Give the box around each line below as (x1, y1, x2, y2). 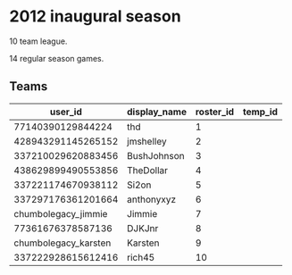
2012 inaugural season (9, 6, 181, 27)
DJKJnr (126, 221, 159, 234)
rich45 (126, 251, 155, 263)
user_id (49, 105, 82, 118)
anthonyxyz (126, 193, 177, 205)
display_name (126, 105, 188, 118)
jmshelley (126, 135, 167, 147)
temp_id (242, 105, 279, 118)
